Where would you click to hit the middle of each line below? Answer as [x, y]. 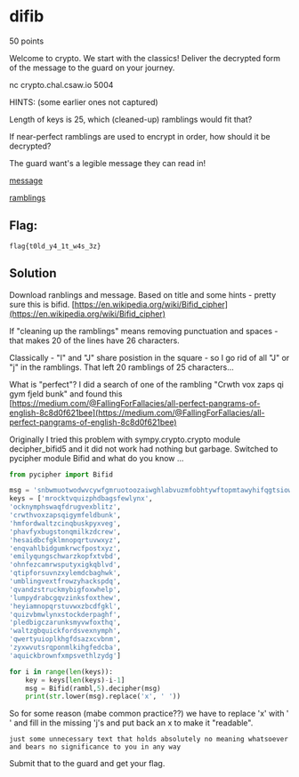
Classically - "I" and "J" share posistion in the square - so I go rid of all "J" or [149, 357]
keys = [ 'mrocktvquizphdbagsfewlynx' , [81, 499]
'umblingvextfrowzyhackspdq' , [65, 581]
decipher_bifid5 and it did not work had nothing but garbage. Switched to [144, 449]
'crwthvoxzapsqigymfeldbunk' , [65, 516]
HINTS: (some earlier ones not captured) [84, 102]
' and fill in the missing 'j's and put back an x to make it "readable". [131, 723]
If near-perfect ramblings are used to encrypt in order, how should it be [140, 136]
